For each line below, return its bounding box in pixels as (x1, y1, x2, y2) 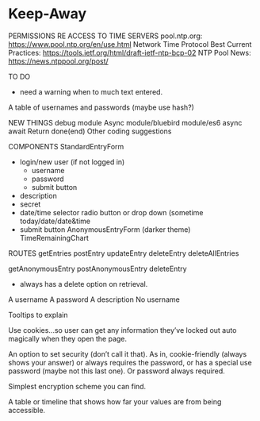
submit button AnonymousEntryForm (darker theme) (19, 224, 191, 234)
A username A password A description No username (8, 295, 180, 304)
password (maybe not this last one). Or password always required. (8, 366, 226, 376)
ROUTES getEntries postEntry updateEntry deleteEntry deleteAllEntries (8, 248, 239, 258)
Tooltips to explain (8, 310, 68, 319)
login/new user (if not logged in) (19, 156, 125, 167)
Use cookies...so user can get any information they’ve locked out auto (8, 325, 237, 334)
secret (19, 199, 41, 209)
